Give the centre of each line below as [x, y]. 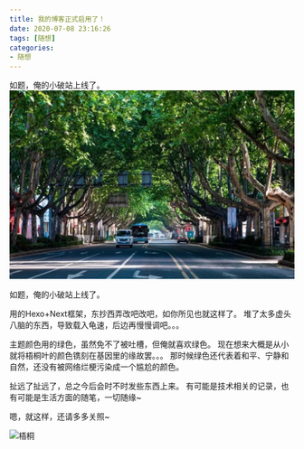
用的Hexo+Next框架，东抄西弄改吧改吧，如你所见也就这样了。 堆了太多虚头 [151, 314]
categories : [32, 48]
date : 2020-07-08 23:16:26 [60, 28]
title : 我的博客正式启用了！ [57, 19]
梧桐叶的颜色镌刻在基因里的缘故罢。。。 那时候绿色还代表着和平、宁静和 [157, 356]
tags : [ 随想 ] [33, 38]
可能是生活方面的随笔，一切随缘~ [79, 398]
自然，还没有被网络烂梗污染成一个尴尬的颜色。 [96, 367]
